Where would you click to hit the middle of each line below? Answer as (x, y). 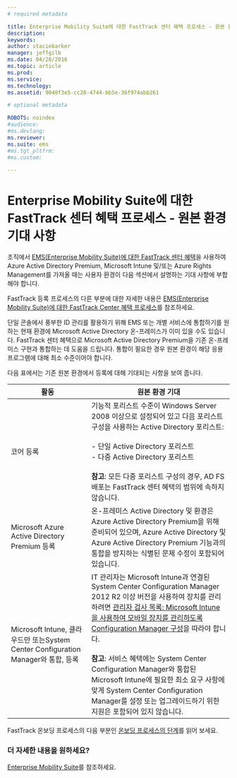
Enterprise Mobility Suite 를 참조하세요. (62, 767)
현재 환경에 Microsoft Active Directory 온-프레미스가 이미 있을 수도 (113, 331)
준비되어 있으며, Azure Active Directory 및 (159, 533)
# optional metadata (38, 105)
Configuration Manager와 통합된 (144, 669)
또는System (51, 640)
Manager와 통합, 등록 (45, 660)
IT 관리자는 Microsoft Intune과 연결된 (151, 577)
